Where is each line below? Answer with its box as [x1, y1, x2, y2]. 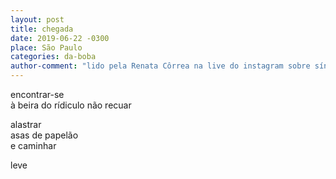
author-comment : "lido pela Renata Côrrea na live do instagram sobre [10, 61, 311, 71]
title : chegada [10, 24, 74, 34]
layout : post [10, 14, 65, 25]
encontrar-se [10, 89, 65, 100]
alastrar [10, 119, 42, 130]
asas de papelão [10, 129, 79, 141]
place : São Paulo [10, 42, 83, 53]
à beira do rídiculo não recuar [10, 99, 132, 111]
